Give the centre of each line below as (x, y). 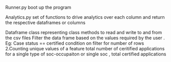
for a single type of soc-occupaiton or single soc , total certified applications (86, 54)
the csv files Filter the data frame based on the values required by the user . (85, 38)
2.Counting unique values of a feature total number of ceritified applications (85, 49)
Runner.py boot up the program (38, 7)
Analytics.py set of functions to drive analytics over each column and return (85, 17)
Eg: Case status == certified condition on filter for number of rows (75, 43)
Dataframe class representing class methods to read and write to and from (84, 32)
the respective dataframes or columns (45, 23)
